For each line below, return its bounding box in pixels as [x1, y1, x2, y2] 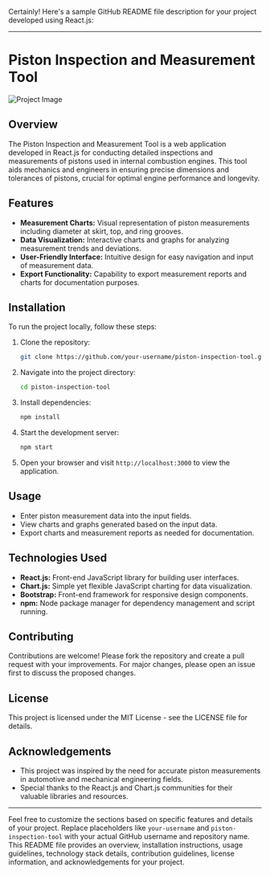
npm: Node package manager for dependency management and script [19, 598, 256, 608]
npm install [19, 413, 60, 421]
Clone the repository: [19, 337, 91, 348]
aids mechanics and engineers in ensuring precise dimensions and [8, 165, 230, 174]
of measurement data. [19, 260, 94, 270]
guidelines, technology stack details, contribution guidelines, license [8, 849, 235, 858]
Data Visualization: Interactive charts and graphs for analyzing [19, 234, 230, 244]
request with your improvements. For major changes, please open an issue [8, 660, 256, 669]
